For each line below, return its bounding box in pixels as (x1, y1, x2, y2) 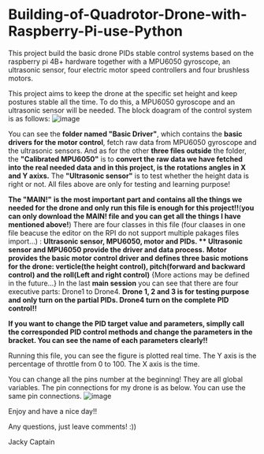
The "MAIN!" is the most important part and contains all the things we (8, 195, 243, 204)
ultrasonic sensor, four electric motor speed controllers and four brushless (8, 65, 250, 74)
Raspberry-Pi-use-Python (8, 22, 184, 40)
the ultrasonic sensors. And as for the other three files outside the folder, (8, 146, 247, 155)
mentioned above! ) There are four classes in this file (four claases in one (8, 219, 246, 229)
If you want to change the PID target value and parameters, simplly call (8, 318, 244, 328)
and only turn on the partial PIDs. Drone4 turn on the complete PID (8, 295, 229, 304)
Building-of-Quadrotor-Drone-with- (8, 6, 247, 24)
